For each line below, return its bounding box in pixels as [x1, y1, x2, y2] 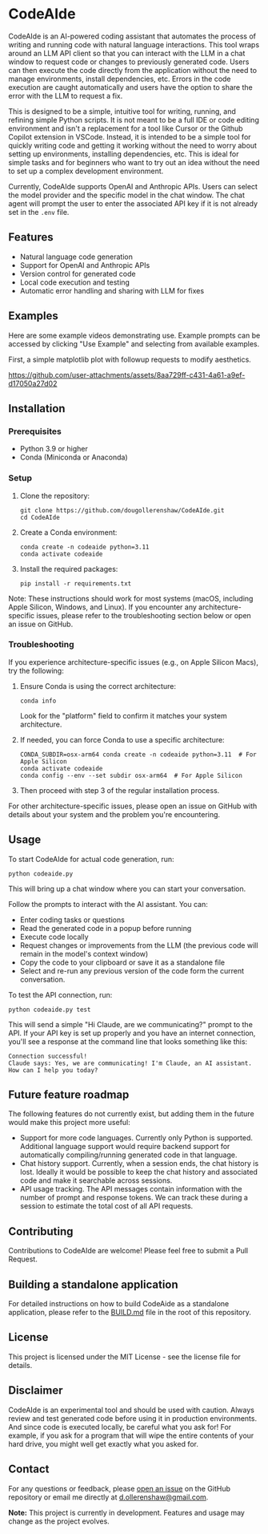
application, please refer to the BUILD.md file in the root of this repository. [8, 1308, 252, 1317]
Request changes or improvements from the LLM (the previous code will [19, 940, 258, 950]
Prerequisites [8, 426, 62, 437]
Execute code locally [19, 932, 90, 941]
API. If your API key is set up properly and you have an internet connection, [8, 1028, 256, 1038]
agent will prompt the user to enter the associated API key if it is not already [8, 198, 258, 208]
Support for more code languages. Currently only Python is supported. [19, 1133, 254, 1143]
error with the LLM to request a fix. [8, 91, 123, 100]
